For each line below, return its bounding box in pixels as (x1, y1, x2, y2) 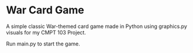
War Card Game (6, 3, 85, 17)
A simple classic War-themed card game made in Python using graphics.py (6, 23, 187, 30)
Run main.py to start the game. (6, 40, 80, 47)
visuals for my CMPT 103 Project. (6, 29, 87, 36)
